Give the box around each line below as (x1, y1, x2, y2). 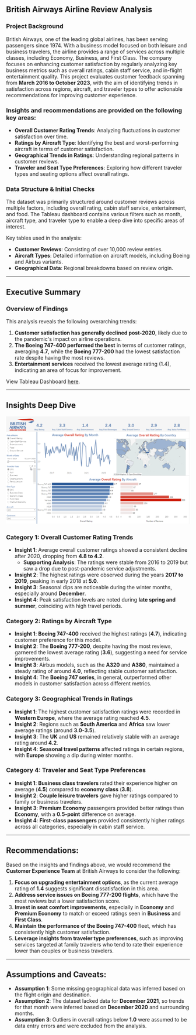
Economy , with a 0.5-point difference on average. (14, 811, 136, 818)
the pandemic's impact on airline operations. (14, 335, 122, 342)
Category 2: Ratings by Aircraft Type (6, 617, 112, 625)
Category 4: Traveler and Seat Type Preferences (6, 766, 146, 774)
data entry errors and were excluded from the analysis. (14, 1022, 147, 1030)
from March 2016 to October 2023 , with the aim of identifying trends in (6, 79, 178, 86)
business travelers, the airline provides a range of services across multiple (6, 48, 185, 55)
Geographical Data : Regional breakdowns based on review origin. (14, 265, 174, 272)
